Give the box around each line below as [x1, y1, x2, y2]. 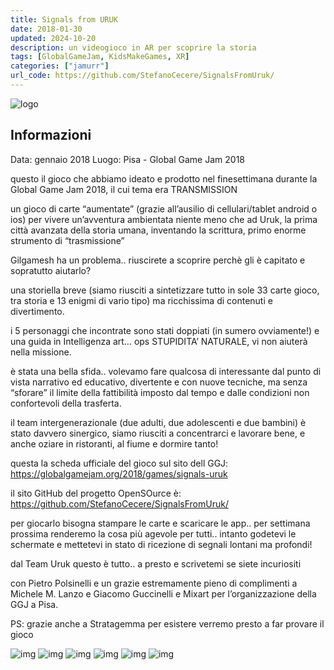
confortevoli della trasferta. [10, 397, 122, 409]
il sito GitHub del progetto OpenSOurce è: [10, 487, 182, 499]
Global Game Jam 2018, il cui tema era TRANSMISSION [10, 183, 238, 195]
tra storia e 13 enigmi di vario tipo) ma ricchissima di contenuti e [10, 294, 273, 306]
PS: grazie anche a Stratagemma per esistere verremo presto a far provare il [10, 617, 325, 630]
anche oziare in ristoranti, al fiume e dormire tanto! [10, 437, 219, 450]
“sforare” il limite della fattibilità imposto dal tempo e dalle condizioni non [10, 386, 310, 398]
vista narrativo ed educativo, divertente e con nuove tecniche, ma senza [10, 376, 308, 388]
